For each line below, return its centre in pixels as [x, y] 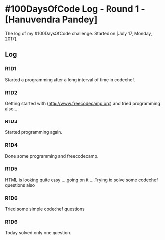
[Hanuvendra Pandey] [51, 20]
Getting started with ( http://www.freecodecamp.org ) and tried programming [82, 103]
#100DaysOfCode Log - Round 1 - [75, 9]
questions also [20, 185]
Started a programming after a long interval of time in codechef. [70, 79]
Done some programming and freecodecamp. [52, 156]
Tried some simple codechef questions [45, 209]
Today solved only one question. [38, 233]
